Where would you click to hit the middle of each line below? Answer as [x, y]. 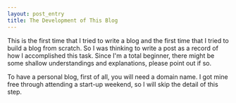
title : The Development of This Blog [63, 20]
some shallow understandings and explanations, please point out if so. [110, 63]
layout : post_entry [36, 14]
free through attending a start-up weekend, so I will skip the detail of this [113, 84]
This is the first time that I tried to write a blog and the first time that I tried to [118, 40]
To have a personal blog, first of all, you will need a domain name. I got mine [118, 77]
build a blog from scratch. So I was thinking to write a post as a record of [113, 48]
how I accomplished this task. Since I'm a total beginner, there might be [111, 55]
